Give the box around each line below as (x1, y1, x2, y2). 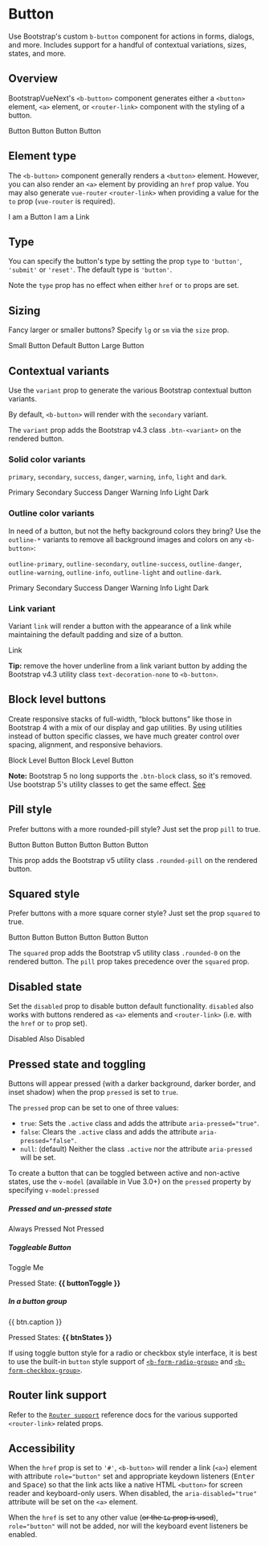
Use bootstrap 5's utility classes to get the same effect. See (8, 779, 206, 789)
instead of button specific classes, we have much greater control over (8, 731, 240, 741)
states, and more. (8, 48, 67, 58)
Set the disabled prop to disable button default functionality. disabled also (8, 1001, 255, 1011)
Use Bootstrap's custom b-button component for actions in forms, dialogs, (8, 31, 255, 41)
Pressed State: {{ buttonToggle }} (8, 1278, 121, 1288)
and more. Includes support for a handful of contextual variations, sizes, (8, 39, 247, 49)
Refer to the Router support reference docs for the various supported (8, 1409, 238, 1420)
